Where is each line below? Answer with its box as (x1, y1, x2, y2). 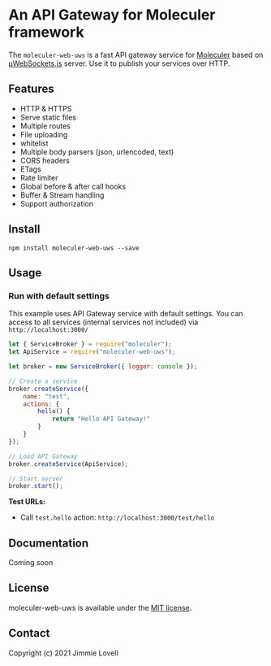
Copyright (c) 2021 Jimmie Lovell (8, 648, 119, 658)
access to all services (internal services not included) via (8, 317, 199, 327)
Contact (8, 626, 50, 640)
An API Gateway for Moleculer (8, 6, 216, 24)
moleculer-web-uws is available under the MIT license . (8, 603, 192, 612)
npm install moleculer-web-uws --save (8, 244, 140, 252)
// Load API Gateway (8, 452, 79, 460)
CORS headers (19, 155, 71, 165)
